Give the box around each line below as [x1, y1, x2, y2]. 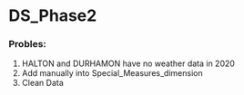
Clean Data [21, 78, 65, 89]
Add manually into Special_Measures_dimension [21, 68, 203, 79]
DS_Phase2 [8, 5, 97, 26]
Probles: [8, 38, 47, 51]
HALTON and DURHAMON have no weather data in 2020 [21, 58, 236, 69]
